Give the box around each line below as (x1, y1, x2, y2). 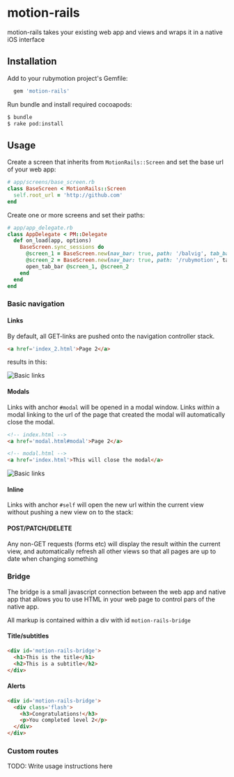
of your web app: (7, 165, 56, 174)
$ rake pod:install (7, 120, 64, 127)
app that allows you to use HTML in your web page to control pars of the (7, 594, 216, 603)
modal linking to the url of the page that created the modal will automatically (7, 410, 226, 419)
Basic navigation (7, 299, 65, 309)
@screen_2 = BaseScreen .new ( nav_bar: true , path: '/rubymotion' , (25, 256, 219, 264)
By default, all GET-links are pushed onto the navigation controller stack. (7, 332, 215, 340)
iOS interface (7, 35, 45, 43)
